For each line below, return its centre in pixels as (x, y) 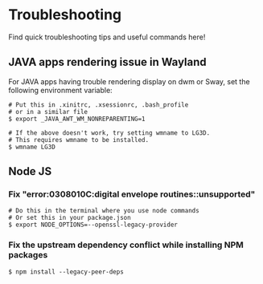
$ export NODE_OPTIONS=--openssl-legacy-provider (93, 225)
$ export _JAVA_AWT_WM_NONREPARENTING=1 (77, 119)
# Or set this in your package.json (70, 218)
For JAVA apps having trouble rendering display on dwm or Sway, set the (129, 81)
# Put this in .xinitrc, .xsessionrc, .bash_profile (99, 105)
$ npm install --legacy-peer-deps (66, 272)
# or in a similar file (48, 112)
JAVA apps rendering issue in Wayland (107, 62)
